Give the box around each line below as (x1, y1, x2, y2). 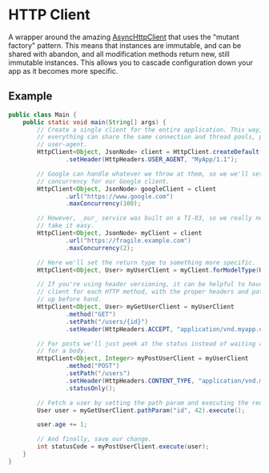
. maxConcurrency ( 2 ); (65, 244, 134, 252)
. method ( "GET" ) (65, 310, 116, 318)
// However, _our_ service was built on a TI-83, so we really (37, 214, 252, 222)
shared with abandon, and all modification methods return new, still (8, 49, 230, 59)
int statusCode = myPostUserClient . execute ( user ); (37, 443, 210, 451)
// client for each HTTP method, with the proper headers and (37, 288, 249, 296)
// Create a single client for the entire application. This (37, 126, 246, 134)
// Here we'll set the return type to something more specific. (37, 258, 256, 266)
